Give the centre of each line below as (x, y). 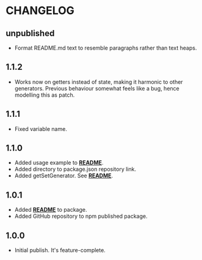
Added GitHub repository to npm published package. (81, 216)
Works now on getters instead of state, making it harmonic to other (99, 82)
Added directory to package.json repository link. (75, 169)
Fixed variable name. (41, 128)
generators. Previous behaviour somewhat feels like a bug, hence (97, 88)
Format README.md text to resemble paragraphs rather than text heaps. (106, 48)
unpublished (30, 33)
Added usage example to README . (59, 163)
